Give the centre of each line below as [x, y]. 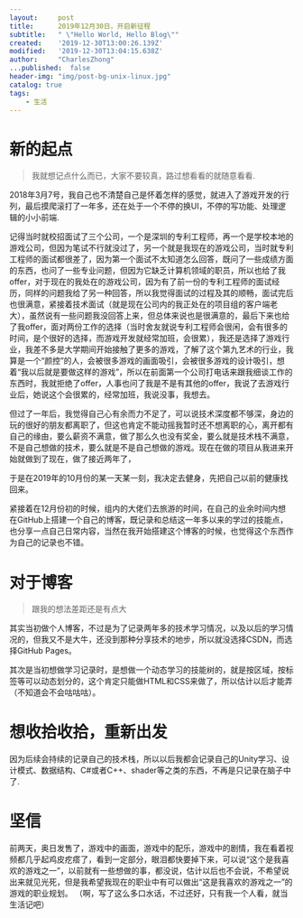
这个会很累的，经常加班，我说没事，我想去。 [131, 394]
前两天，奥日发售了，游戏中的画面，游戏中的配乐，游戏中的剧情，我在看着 [147, 848]
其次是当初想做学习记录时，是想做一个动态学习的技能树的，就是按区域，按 [147, 670]
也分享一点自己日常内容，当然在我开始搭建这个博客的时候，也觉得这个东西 [147, 531]
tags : [19, 93]
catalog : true [36, 85]
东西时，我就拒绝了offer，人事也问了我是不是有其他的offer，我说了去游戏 [146, 384]
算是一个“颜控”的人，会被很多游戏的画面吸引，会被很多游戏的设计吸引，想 [147, 361]
